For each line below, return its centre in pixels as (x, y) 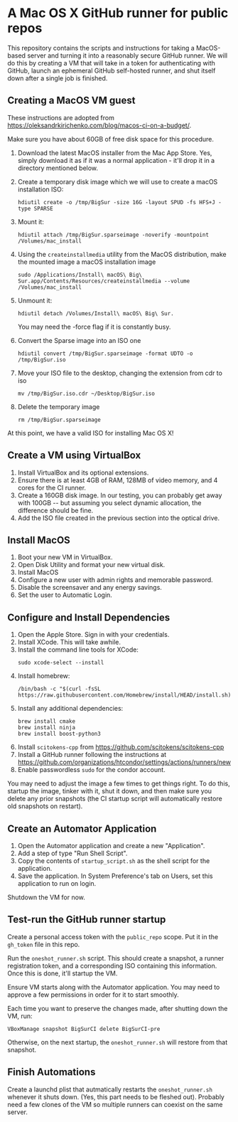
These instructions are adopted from (61, 117)
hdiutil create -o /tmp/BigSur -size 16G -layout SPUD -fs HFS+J (116, 202)
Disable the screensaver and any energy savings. (90, 588)
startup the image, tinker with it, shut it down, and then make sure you (109, 791)
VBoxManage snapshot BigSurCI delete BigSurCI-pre (84, 1029)
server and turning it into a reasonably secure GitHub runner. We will (128, 55)
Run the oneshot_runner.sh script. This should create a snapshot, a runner (116, 958)
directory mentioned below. (58, 168)
